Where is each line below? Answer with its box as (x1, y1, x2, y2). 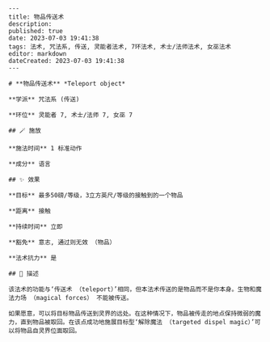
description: (8, 20, 53, 28)
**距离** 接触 (8, 207, 51, 215)
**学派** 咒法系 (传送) (8, 95, 80, 103)
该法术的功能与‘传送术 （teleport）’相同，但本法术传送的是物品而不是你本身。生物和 (8, 285, 256, 293)
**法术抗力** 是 (8, 254, 57, 262)
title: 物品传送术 (8, 13, 65, 21)
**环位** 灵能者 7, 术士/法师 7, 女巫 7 (8, 111, 133, 119)
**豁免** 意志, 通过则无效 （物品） (8, 239, 116, 247)
